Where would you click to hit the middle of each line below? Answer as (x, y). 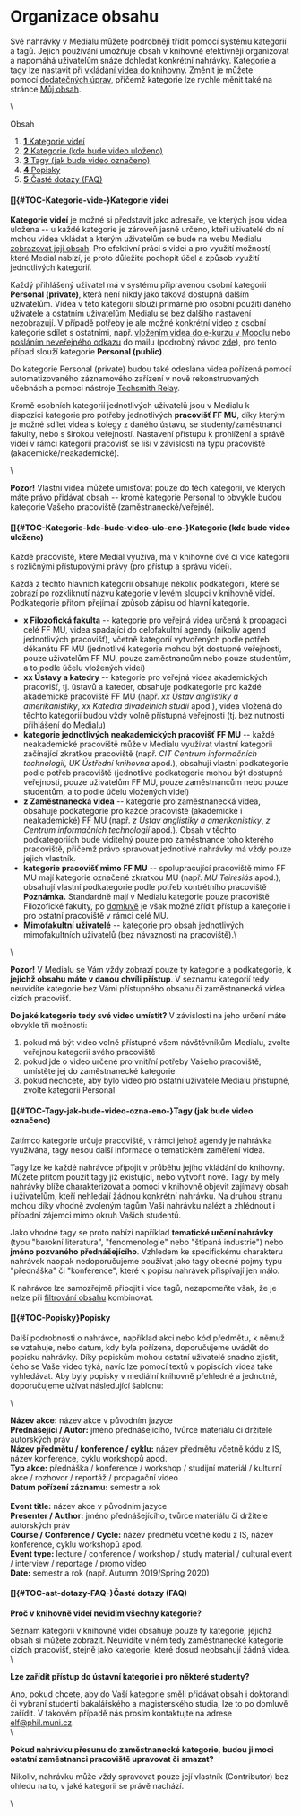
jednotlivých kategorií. (51, 267)
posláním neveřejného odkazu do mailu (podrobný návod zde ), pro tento (143, 342)
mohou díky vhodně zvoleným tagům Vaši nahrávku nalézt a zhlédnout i (143, 1205)
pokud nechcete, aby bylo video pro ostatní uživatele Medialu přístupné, (156, 1081)
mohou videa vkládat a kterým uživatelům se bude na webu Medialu (136, 239)
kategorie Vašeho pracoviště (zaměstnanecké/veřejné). (112, 507)
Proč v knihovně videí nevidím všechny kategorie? (106, 1613)
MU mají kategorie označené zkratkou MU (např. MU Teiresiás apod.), (152, 877)
